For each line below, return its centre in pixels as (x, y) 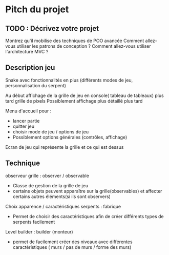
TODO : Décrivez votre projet (52, 28)
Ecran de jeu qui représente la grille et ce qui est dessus (65, 147)
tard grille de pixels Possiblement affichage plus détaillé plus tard (74, 101)
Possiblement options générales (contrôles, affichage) (70, 137)
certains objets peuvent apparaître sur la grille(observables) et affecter (87, 191)
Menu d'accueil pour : (28, 111)
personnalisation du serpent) (36, 85)
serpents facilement (34, 222)
